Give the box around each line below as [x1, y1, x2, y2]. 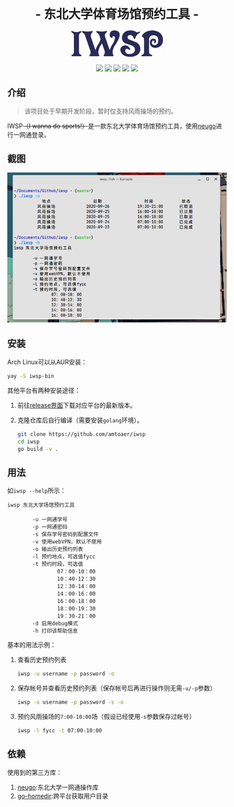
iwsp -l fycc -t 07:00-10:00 [17, 727, 102, 734]
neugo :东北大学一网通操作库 [17, 783, 99, 791]
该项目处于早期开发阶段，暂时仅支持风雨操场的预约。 [24, 106, 178, 115]
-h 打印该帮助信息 [32, 627, 78, 635]
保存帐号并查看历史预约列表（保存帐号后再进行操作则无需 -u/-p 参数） [17, 684, 217, 692]
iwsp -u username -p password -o [17, 671, 115, 678]
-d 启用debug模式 [32, 620, 79, 627]
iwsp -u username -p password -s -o [17, 699, 124, 706]
